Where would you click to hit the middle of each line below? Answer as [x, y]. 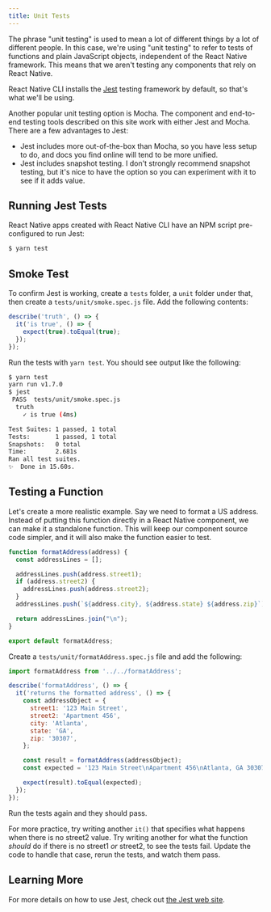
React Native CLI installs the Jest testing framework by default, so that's [128, 89]
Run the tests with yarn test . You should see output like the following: [125, 362]
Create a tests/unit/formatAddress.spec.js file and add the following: [125, 657]
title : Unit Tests [39, 16]
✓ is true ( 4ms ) [50, 414]
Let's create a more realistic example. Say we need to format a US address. [133, 511]
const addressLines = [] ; [59, 559]
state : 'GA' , [52, 731]
